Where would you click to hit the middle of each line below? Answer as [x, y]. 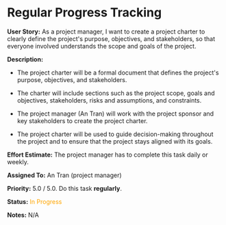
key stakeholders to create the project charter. [82, 120]
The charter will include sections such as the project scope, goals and [116, 93]
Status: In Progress [35, 201]
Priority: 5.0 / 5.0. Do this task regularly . [64, 188]
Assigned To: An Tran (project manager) [64, 175]
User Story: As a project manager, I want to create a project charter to [106, 31]
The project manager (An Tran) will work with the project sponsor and [115, 114]
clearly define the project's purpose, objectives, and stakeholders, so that [111, 38]
